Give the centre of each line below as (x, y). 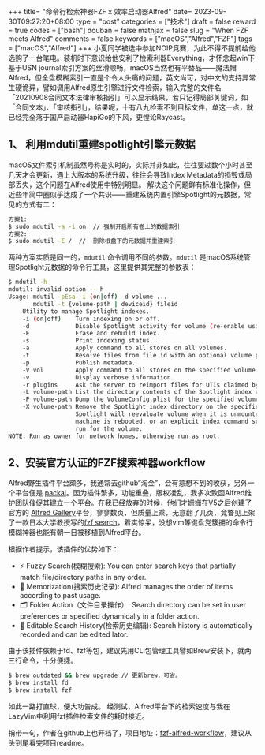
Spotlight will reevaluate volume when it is (151, 414)
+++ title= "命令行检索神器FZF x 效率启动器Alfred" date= (101, 11)
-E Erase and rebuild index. (91, 334)
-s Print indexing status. (88, 341)
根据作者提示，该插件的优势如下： (63, 549)
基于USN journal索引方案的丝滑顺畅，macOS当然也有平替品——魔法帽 (122, 68)
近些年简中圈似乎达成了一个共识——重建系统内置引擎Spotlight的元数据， (126, 194)
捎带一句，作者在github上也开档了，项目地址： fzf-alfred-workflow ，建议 (127, 733)
